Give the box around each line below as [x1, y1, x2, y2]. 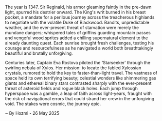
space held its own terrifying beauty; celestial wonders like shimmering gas [5, 75, 157, 81]
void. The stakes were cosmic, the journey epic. [5, 101, 101, 106]
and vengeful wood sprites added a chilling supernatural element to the [5, 35, 148, 41]
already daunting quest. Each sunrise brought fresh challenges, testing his [5, 40, 154, 45]
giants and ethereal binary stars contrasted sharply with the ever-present [5, 80, 152, 86]
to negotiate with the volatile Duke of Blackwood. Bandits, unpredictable [5, 19, 149, 25]
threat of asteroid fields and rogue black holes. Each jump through [5, 86, 138, 91]
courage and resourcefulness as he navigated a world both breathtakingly [5, 45, 153, 51]
